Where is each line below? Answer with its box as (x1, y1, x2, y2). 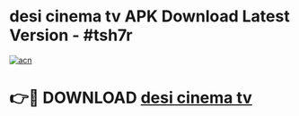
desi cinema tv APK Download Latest (9, 6, 290, 27)
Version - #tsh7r (9, 25, 133, 46)
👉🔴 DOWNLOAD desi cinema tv (9, 87, 253, 108)
